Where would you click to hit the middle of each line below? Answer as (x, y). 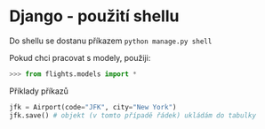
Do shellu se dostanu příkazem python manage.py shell (111, 41)
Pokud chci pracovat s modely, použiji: (80, 57)
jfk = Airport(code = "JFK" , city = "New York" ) (93, 107)
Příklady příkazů (39, 91)
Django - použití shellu (94, 16)
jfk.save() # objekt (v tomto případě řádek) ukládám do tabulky (132, 115)
